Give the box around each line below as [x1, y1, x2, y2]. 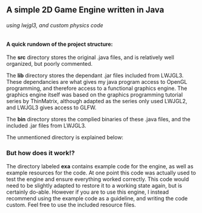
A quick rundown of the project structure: [6, 40, 113, 48]
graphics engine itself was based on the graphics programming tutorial [6, 91, 183, 98]
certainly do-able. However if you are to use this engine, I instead [6, 188, 169, 196]
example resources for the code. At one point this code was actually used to [6, 169, 197, 176]
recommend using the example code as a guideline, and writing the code [6, 194, 188, 202]
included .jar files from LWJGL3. [6, 122, 86, 129]
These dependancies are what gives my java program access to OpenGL [6, 78, 187, 86]
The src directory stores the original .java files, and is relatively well [6, 54, 174, 61]
